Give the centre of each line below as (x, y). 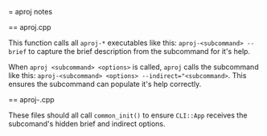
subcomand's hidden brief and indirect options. (87, 124)
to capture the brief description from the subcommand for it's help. (139, 51)
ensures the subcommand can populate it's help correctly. (105, 84)
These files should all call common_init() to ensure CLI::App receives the (128, 115)
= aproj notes (31, 12)
